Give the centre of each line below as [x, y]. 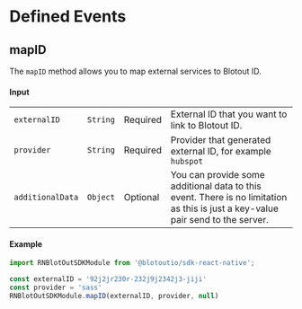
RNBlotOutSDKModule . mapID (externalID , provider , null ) [114, 296]
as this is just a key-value [224, 208]
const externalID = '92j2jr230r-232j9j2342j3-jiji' [108, 279]
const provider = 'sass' [56, 288]
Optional [142, 198]
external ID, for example [221, 152]
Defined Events [68, 17]
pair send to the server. [220, 220]
